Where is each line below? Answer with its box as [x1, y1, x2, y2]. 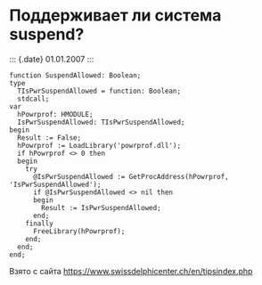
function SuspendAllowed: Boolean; [9, 70, 142, 80]
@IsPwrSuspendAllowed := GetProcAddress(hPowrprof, [32, 172, 229, 181]
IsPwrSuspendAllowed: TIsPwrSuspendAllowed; [17, 118, 185, 126]
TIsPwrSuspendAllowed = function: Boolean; [17, 86, 181, 95]
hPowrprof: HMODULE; [17, 110, 94, 118]
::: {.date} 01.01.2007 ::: [9, 53, 94, 64]
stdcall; [17, 94, 50, 103]
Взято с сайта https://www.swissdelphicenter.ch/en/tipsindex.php [9, 265, 253, 276]
